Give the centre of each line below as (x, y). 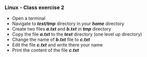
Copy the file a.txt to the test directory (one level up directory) (77, 34)
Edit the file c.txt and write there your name (57, 45)
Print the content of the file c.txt (45, 50)
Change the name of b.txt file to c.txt (51, 39)
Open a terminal (29, 18)
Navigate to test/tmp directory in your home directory (68, 23)
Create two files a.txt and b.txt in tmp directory (61, 29)
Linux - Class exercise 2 (34, 7)
